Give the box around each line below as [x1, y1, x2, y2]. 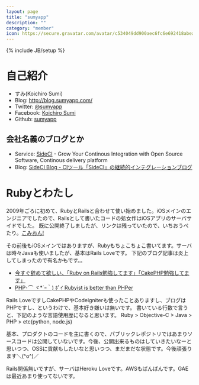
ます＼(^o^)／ [6, 352, 39, 360]
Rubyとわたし [6, 187, 74, 200]
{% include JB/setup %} [6, 47, 65, 54]
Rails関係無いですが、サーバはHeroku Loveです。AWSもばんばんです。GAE [6, 365, 189, 372]
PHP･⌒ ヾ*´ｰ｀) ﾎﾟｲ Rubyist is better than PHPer [14, 284, 133, 291]
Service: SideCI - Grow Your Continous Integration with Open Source [14, 150, 183, 157]
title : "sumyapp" [6, 14, 49, 20]
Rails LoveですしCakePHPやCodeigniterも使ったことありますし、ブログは [6, 296, 187, 303]
